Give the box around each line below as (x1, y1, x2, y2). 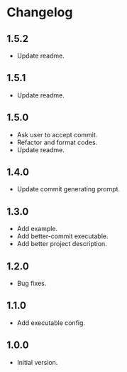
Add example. (16, 225, 58, 233)
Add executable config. (16, 318, 86, 327)
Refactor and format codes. (16, 138, 98, 147)
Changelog (6, 4, 73, 21)
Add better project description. (16, 240, 107, 248)
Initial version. (16, 358, 58, 366)
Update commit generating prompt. (16, 185, 121, 193)
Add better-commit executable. (16, 232, 109, 240)
